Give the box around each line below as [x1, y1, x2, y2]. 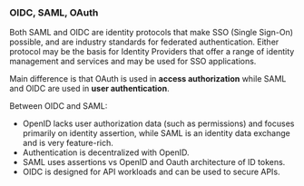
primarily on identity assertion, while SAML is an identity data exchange [22, 128, 290, 139]
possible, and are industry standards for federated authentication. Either [9, 36, 279, 47]
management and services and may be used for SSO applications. [9, 56, 257, 67]
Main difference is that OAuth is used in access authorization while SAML [9, 73, 287, 84]
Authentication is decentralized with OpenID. [22, 147, 190, 158]
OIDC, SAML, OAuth [9, 6, 99, 19]
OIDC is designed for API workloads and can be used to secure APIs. [22, 166, 280, 178]
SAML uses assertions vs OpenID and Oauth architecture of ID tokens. [22, 157, 286, 168]
